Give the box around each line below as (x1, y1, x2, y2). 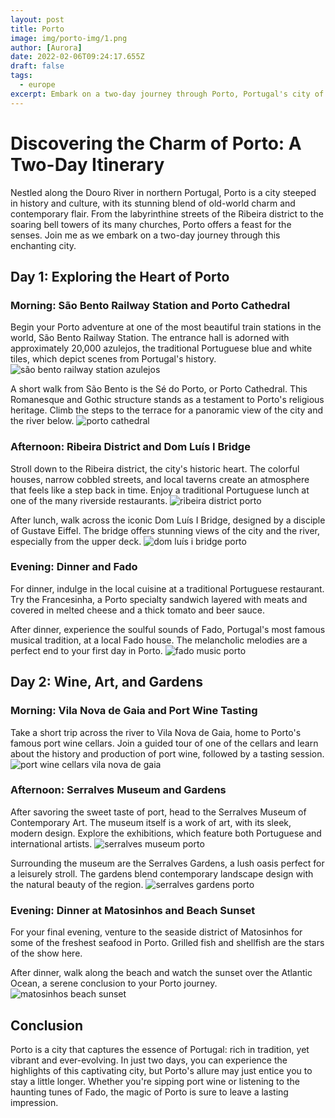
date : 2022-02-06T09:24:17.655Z (10, 52, 145, 62)
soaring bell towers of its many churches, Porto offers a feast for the (10, 218, 292, 230)
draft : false (10, 61, 65, 71)
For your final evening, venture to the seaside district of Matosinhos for (10, 926, 303, 938)
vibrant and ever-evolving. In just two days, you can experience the (10, 1054, 288, 1066)
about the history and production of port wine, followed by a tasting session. (10, 747, 325, 760)
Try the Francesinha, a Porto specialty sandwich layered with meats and (10, 593, 308, 605)
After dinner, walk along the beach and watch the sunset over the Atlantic (10, 967, 313, 979)
